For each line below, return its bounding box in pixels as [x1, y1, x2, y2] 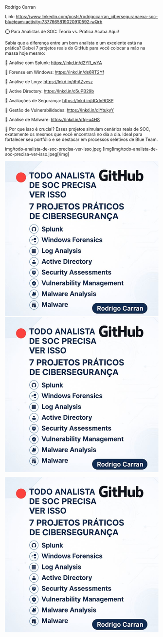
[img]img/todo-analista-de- [103, 146, 158, 152]
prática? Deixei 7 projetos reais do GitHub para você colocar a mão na [5, 45, 145, 51]
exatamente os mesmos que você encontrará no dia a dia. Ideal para [5, 132, 143, 137]
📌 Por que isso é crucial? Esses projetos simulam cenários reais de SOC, [5, 126, 150, 132]
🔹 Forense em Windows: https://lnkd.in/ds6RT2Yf [5, 69, 105, 75]
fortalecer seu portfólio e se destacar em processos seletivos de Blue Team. [5, 136, 158, 142]
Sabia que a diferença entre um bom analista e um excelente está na [5, 40, 143, 45]
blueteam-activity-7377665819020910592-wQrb [5, 19, 103, 24]
